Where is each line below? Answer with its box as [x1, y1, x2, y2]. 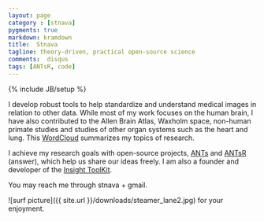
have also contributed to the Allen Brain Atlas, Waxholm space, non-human [8, 116, 251, 126]
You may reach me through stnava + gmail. [8, 180, 148, 190]
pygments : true [8, 26, 58, 34]
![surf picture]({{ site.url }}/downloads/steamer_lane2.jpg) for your [8, 195, 224, 204]
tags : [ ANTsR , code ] [8, 63, 76, 71]
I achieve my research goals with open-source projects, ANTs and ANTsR [8, 148, 247, 157]
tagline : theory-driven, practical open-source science [8, 48, 195, 56]
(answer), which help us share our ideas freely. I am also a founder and [8, 157, 239, 166]
